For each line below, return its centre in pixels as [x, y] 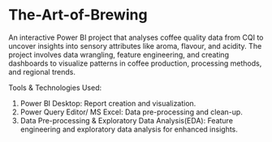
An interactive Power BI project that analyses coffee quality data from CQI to [136, 37]
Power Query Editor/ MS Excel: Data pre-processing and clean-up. [132, 112]
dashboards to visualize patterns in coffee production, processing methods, [135, 63]
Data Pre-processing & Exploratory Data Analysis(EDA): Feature [127, 120]
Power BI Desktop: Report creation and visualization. [108, 103]
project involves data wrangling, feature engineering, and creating [119, 54]
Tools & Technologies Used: [55, 88]
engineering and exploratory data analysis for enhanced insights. [129, 129]
